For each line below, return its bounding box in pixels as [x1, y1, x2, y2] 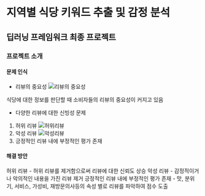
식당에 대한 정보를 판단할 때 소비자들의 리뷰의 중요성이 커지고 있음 [6, 96, 164, 103]
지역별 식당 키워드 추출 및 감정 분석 [6, 6, 171, 20]
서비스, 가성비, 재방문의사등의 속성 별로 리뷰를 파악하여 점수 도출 [14, 182, 169, 190]
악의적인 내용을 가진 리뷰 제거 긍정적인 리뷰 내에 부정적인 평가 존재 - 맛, [12, 175, 184, 182]
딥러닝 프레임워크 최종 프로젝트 [6, 32, 117, 42]
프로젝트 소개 [6, 51, 43, 60]
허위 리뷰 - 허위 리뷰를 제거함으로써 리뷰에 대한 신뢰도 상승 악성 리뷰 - [6, 167, 173, 175]
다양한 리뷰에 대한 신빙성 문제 [15, 108, 86, 116]
